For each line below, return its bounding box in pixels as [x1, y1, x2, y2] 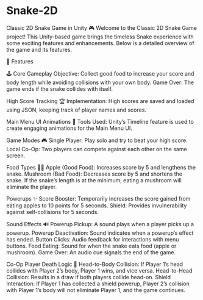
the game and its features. [6, 46, 72, 53]
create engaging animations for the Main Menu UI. [6, 124, 132, 132]
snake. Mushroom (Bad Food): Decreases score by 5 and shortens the [6, 170, 183, 177]
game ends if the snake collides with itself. [6, 85, 113, 92]
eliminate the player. [6, 183, 57, 190]
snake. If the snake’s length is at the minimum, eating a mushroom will [6, 176, 182, 184]
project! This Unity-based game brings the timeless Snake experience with [6, 33, 194, 40]
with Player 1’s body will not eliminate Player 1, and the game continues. [6, 286, 186, 293]
